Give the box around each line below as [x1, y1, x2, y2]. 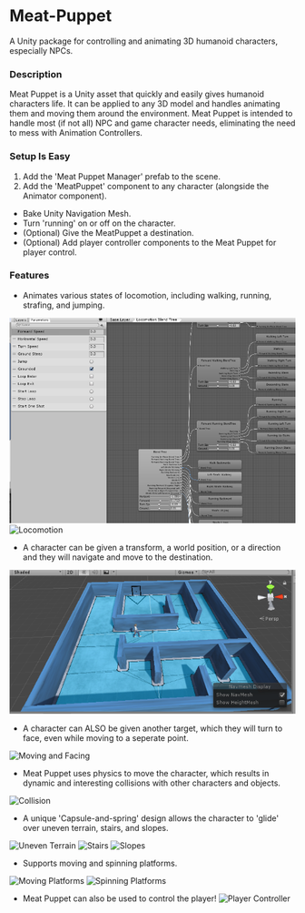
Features [9, 269, 50, 282]
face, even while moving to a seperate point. [22, 733, 189, 744]
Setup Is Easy [9, 150, 71, 163]
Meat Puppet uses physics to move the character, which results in [22, 768, 270, 779]
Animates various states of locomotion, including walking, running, [22, 289, 272, 300]
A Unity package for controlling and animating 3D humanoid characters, [9, 36, 279, 46]
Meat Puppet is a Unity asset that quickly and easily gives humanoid [9, 88, 265, 100]
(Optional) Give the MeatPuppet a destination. [22, 227, 194, 238]
